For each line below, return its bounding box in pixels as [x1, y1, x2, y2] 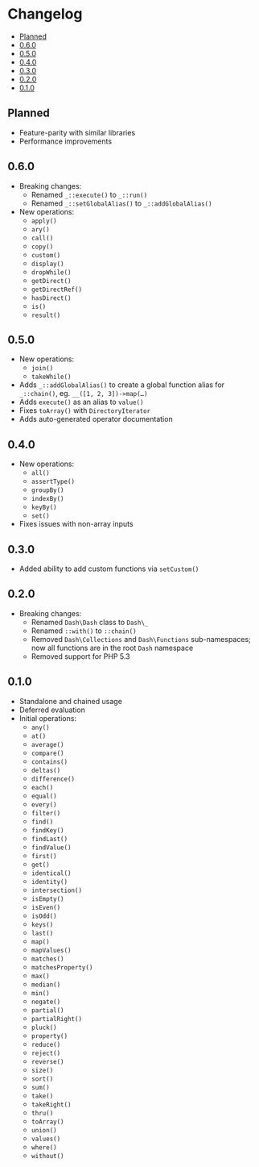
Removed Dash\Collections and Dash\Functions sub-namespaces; [31, 634, 251, 644]
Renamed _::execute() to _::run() [31, 190, 148, 199]
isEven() [31, 903, 61, 911]
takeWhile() [31, 373, 72, 381]
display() [31, 260, 65, 268]
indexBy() [31, 495, 65, 503]
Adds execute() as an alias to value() [18, 397, 144, 407]
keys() [31, 920, 54, 928]
